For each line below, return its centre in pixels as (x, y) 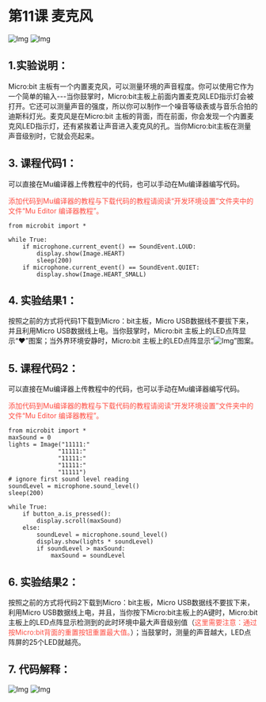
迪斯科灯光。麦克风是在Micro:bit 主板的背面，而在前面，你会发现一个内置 (127, 116)
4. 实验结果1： (43, 300)
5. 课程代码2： (44, 368)
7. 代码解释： (40, 670)
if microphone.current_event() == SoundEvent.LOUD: (109, 247)
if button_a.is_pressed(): (67, 514)
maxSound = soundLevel (88, 556)
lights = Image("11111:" (49, 445)
